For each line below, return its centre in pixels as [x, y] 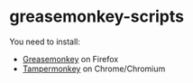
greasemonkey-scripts [97, 17]
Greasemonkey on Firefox [70, 59]
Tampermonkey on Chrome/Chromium [94, 69]
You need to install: [45, 41]
